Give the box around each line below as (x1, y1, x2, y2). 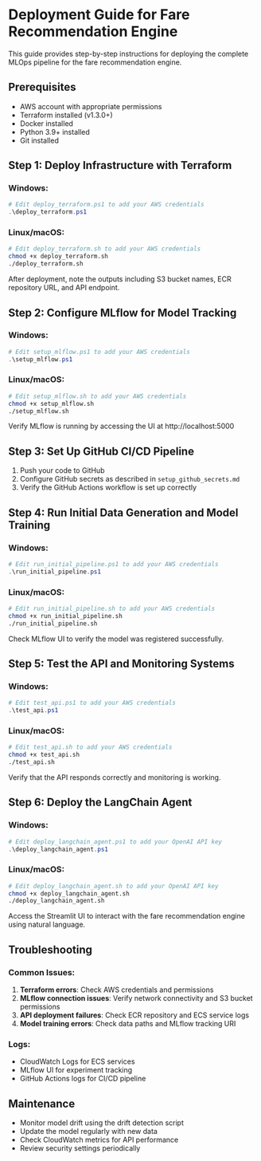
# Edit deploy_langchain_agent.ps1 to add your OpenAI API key (8, 837, 223, 846)
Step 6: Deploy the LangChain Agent (8, 796, 193, 809)
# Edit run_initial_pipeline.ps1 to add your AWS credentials (8, 560, 219, 568)
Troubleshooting (8, 943, 93, 956)
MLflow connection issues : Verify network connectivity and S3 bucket (19, 994, 253, 1003)
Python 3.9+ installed (19, 127, 90, 136)
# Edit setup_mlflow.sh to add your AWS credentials (8, 392, 187, 400)
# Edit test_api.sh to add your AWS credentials (8, 743, 173, 751)
